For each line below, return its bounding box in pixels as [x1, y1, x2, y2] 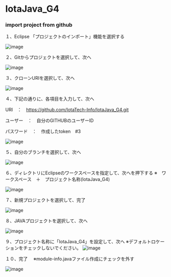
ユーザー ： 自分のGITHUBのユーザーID [5, 118, 94, 124]
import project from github [5, 21, 72, 29]
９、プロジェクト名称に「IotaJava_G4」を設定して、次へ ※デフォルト [5, 239, 152, 245]
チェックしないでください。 [22, 245, 82, 251]
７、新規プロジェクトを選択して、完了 [5, 197, 86, 203]
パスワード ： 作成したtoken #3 [5, 128, 81, 134]
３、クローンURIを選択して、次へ [5, 75, 75, 81]
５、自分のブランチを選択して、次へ [5, 149, 81, 155]
